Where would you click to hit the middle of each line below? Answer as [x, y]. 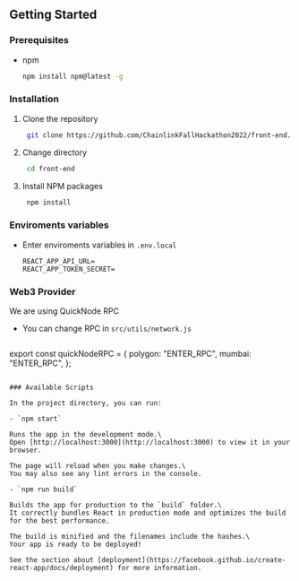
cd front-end [51, 169]
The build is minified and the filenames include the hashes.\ [130, 537]
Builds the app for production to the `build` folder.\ [115, 506]
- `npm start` [36, 419]
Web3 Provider [43, 291]
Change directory [55, 152]
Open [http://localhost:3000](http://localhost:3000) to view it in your [150, 443]
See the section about [51, 560]
